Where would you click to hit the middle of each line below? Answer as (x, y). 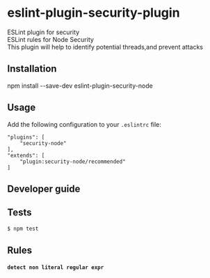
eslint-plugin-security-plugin (94, 13)
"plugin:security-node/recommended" (73, 162)
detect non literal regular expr (56, 267)
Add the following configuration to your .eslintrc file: (84, 124)
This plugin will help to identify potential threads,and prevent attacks (105, 47)
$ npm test (23, 229)
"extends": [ (26, 155)
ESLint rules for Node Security (50, 39)
